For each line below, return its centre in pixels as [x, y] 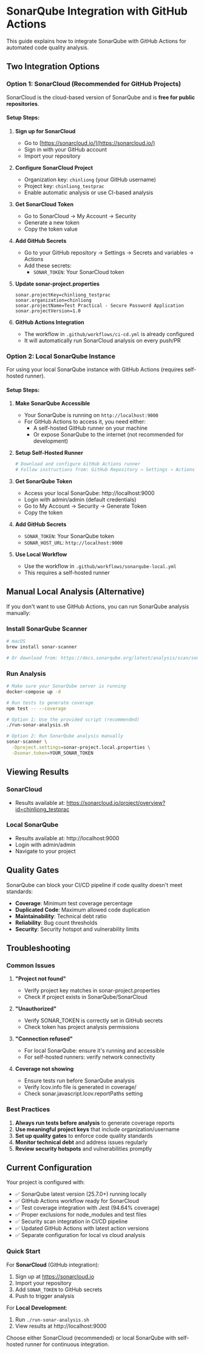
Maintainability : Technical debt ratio [61, 916]
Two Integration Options [53, 67]
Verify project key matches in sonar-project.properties [92, 991]
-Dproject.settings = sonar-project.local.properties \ [81, 748]
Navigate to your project [45, 851]
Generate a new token [52, 222]
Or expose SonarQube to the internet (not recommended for [108, 435]
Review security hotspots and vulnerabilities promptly [83, 1148]
